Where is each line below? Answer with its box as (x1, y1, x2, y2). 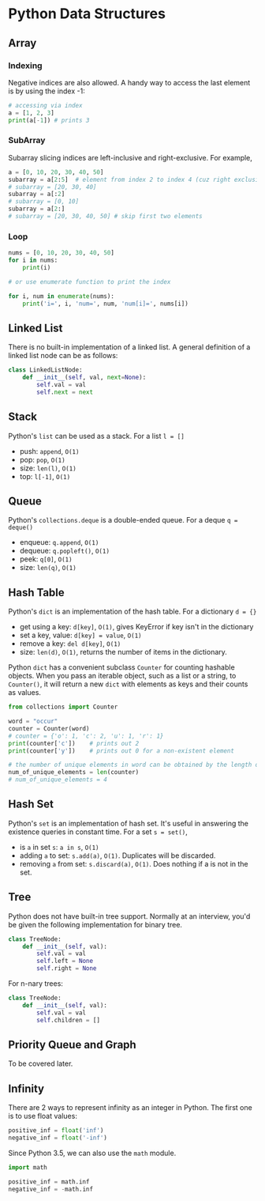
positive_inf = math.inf (8, 1177, 90, 1186)
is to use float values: (8, 1112, 77, 1121)
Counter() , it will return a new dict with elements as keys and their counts (8, 679, 248, 689)
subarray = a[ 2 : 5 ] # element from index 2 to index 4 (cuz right (8, 176, 231, 183)
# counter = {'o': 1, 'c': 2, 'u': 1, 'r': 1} (8, 732, 164, 740)
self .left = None (36, 957, 93, 965)
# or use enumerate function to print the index (8, 278, 171, 285)
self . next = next (36, 388, 93, 396)
